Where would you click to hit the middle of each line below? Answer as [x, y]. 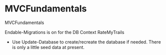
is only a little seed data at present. [48, 47]
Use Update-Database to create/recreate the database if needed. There [87, 42]
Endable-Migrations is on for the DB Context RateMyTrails [64, 32]
